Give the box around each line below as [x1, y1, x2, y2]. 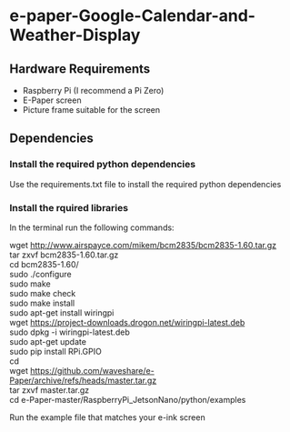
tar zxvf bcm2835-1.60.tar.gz [9, 249, 119, 260]
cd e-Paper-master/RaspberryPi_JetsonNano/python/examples [9, 394, 246, 405]
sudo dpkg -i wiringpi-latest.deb [9, 327, 130, 337]
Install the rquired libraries [9, 201, 129, 214]
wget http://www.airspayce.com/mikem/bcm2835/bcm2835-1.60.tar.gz [9, 239, 277, 250]
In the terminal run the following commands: [9, 222, 175, 233]
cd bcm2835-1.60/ [9, 258, 79, 269]
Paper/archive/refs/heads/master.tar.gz [9, 375, 157, 386]
